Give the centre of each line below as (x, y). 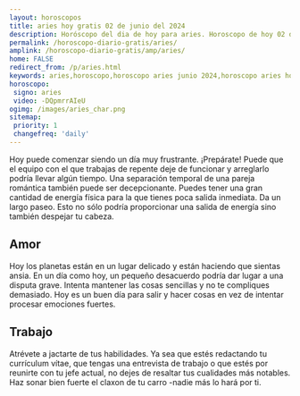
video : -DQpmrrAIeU (50, 101)
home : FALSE (31, 59)
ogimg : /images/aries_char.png (67, 109)
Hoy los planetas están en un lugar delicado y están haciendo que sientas (145, 265)
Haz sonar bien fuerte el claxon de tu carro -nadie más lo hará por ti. (135, 382)
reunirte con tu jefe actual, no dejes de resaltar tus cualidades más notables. (150, 373)
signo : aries (37, 92)
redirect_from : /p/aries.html (66, 68)
